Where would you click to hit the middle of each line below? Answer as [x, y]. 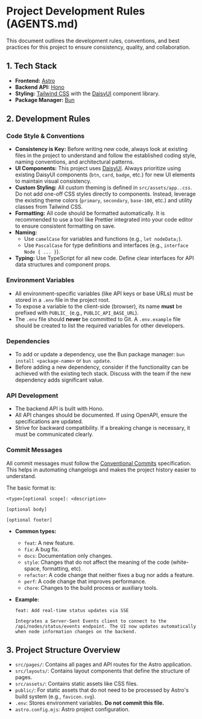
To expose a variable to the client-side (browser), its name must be [99, 306]
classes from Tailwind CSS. [49, 207]
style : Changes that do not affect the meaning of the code [97, 562]
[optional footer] [29, 520]
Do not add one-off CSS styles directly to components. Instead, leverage [105, 194]
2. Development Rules [48, 119]
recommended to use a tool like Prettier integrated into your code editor [104, 220]
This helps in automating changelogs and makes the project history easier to [101, 470]
